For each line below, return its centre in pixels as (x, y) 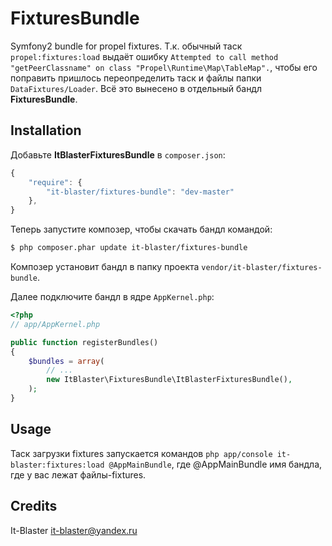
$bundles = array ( (66, 361)
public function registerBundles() (84, 342)
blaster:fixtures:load (57, 465)
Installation (46, 130)
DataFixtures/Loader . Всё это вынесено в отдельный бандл (136, 88)
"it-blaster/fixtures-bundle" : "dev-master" (140, 192)
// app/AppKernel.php (55, 324)
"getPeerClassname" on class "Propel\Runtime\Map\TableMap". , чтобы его (164, 67)
